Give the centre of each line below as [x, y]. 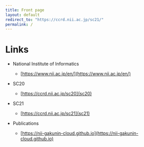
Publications [26, 123]
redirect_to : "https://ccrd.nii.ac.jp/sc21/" [54, 19]
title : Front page [25, 10]
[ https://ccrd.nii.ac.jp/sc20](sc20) [56, 94]
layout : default [22, 15]
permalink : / [19, 24]
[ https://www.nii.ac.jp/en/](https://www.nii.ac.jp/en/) [76, 74]
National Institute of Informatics [46, 64]
